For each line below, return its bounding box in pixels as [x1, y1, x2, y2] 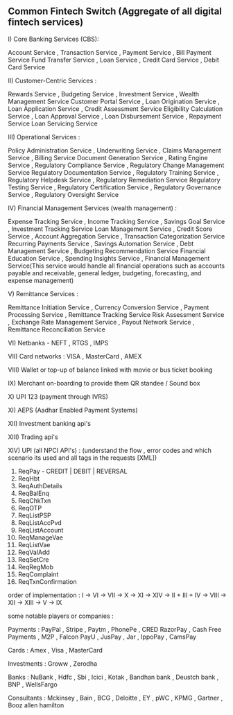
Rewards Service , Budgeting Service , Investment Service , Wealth [8, 89, 200, 98]
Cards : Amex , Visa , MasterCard [8, 646, 103, 654]
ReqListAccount [17, 526, 64, 534]
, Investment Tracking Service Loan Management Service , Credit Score [8, 225, 213, 233]
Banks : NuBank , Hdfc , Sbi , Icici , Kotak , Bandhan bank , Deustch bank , [8, 673, 219, 681]
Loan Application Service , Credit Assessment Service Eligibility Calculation [8, 104, 223, 113]
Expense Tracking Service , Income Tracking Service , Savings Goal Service [8, 217, 225, 225]
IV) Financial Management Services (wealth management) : [8, 204, 178, 212]
